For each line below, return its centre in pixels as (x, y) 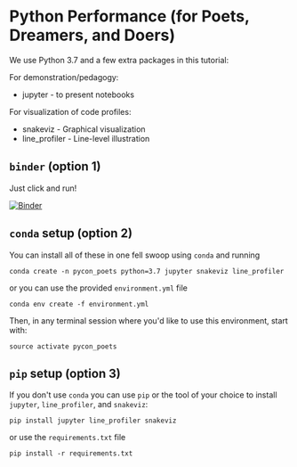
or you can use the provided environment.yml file (99, 288)
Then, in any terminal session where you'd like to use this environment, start (149, 320)
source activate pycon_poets (63, 346)
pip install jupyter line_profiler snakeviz (93, 421)
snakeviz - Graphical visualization (84, 129)
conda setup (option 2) (71, 233)
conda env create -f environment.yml (79, 304)
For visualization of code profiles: (70, 111)
